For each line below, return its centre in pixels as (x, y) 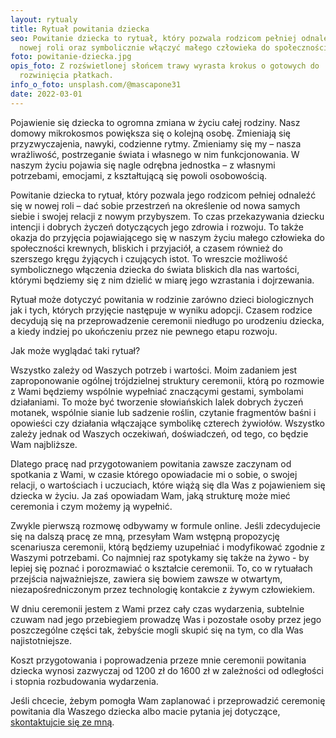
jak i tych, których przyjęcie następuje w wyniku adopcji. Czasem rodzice (161, 310)
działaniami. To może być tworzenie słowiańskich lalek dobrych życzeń (157, 402)
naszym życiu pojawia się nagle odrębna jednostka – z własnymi (143, 165)
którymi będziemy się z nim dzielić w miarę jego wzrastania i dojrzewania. (162, 280)
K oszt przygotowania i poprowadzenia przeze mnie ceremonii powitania (158, 660)
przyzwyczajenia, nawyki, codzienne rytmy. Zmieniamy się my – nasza (156, 143)
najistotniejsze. (41, 640)
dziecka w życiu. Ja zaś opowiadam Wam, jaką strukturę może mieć (150, 495)
